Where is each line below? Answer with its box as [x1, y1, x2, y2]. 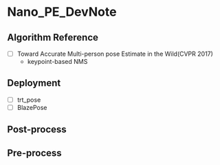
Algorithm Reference [7, 32, 98, 43]
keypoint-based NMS [27, 58, 88, 66]
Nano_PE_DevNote [7, 4, 117, 20]
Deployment [7, 77, 61, 89]
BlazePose [16, 103, 47, 111]
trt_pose [16, 96, 41, 104]
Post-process [7, 124, 67, 135]
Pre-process [7, 147, 62, 159]
